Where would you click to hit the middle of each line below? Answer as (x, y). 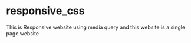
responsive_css (45, 11)
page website (23, 33)
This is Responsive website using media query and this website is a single (96, 27)
